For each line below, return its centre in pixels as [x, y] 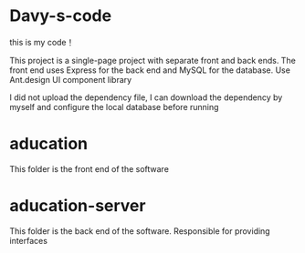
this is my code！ [42, 42]
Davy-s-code [61, 16]
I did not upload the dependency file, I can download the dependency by [146, 97]
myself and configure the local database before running [114, 106]
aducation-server [78, 206]
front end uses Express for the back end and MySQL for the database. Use [150, 70]
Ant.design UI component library [71, 79]
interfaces [29, 240]
